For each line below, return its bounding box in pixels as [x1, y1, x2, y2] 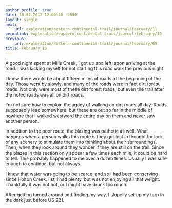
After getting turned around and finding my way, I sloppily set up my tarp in [5, 191, 164, 198]
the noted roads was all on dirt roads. [5, 91, 85, 98]
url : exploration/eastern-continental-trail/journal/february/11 [14, 27, 158, 32]
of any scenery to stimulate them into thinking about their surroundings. [5, 139, 157, 145]
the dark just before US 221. [5, 197, 65, 203]
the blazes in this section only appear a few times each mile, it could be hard [5, 149, 167, 156]
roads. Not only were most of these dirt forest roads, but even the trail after [5, 86, 164, 92]
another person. [5, 118, 40, 124]
